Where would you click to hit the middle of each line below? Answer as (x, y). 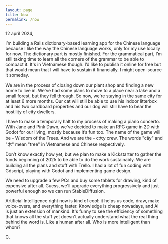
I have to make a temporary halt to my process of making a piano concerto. (83, 122)
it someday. (17, 75)
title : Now (17, 15)
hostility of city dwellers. (31, 112)
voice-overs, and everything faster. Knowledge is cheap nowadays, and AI (82, 206)
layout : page (19, 10)
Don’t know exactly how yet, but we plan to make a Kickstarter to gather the (83, 154)
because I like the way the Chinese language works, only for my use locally (83, 49)
